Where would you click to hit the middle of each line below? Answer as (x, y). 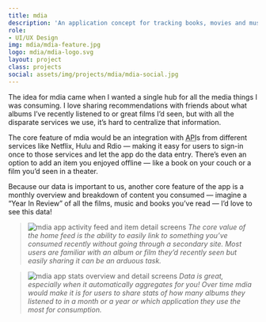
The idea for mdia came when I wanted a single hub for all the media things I (133, 97)
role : (17, 30)
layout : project (35, 60)
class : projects (35, 67)
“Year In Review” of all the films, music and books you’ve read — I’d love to (131, 203)
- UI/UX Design (33, 38)
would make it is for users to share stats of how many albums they (136, 293)
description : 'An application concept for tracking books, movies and (127, 23)
